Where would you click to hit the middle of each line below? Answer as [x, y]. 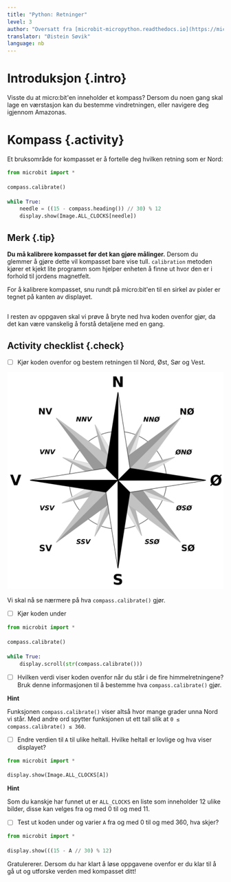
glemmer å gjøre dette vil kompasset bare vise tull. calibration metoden [110, 261]
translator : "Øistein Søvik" [49, 36]
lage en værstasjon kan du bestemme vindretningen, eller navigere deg [108, 105]
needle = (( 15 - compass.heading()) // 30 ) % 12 [90, 209]
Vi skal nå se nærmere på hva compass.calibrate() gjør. [86, 600]
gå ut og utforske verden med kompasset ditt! [71, 871]
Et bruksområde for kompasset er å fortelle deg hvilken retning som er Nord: [115, 159]
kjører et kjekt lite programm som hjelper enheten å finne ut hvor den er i [110, 269]
